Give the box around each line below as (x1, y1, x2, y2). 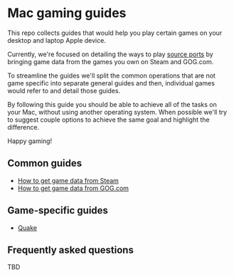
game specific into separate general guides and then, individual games (7, 78, 216, 87)
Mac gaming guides (7, 5, 127, 21)
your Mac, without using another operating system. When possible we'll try (7, 108, 228, 116)
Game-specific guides (7, 204, 109, 216)
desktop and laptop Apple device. (7, 36, 107, 44)
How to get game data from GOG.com (17, 184, 129, 192)
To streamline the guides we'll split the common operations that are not (7, 71, 216, 80)
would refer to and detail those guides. (7, 86, 121, 95)
